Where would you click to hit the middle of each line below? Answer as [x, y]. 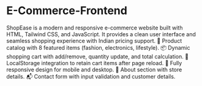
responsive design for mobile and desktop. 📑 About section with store [94, 69]
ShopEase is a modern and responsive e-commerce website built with [95, 28]
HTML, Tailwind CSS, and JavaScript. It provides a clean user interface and [101, 34]
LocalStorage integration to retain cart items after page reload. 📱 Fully [94, 63]
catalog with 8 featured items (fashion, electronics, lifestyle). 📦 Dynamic [98, 47]
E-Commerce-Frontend [67, 11]
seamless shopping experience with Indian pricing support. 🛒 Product [94, 41]
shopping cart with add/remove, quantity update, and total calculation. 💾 [97, 57]
